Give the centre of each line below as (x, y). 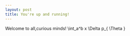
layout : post (19, 10)
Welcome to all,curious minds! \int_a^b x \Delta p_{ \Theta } (65, 28)
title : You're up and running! (37, 14)
